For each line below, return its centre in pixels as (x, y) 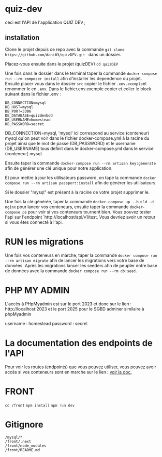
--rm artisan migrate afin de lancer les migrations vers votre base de (75, 260)
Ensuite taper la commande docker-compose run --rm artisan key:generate (81, 163)
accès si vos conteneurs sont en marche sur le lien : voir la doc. (68, 372)
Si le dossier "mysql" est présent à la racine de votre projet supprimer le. (77, 192)
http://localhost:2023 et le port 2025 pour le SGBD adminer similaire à (75, 309)
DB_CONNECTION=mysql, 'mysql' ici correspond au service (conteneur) (77, 133)
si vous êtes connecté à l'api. (34, 222)
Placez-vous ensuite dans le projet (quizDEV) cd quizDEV (62, 64)
